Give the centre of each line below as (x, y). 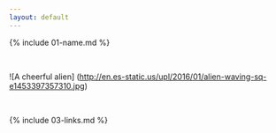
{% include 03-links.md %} (59, 120)
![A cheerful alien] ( (44, 77)
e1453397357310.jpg (47, 85)
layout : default (39, 17)
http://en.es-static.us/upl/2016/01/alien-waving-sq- (173, 77)
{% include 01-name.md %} (60, 42)
